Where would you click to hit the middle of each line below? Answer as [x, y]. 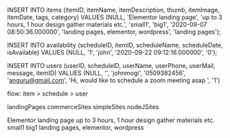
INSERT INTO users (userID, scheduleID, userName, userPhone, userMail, [111, 66]
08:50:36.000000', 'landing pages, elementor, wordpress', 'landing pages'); [114, 32]
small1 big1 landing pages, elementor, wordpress [76, 127]
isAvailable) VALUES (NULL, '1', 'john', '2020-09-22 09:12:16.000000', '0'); [112, 52]
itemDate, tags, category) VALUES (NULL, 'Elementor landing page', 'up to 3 [115, 17]
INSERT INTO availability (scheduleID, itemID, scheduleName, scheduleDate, [115, 45]
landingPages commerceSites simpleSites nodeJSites [83, 107]
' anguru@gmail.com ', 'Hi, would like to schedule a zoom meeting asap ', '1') [114, 80]
